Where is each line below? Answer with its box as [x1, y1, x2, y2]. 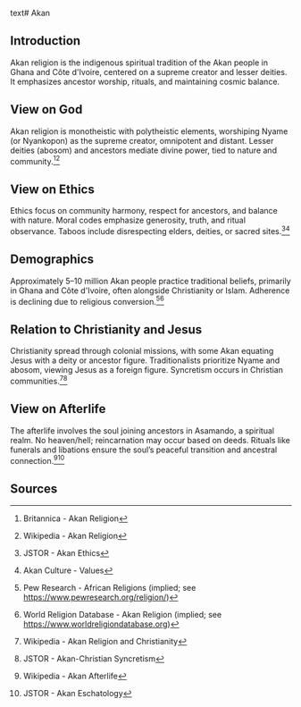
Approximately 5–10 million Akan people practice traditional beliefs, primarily [10, 275, 291, 286]
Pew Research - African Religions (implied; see [22, 582, 196, 593]
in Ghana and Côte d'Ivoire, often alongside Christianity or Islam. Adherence [10, 285, 290, 296]
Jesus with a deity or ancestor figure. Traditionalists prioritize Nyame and [10, 355, 280, 366]
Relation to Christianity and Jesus [10, 322, 203, 337]
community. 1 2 [10, 154, 61, 166]
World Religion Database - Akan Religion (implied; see [22, 609, 222, 619]
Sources [10, 481, 58, 496]
